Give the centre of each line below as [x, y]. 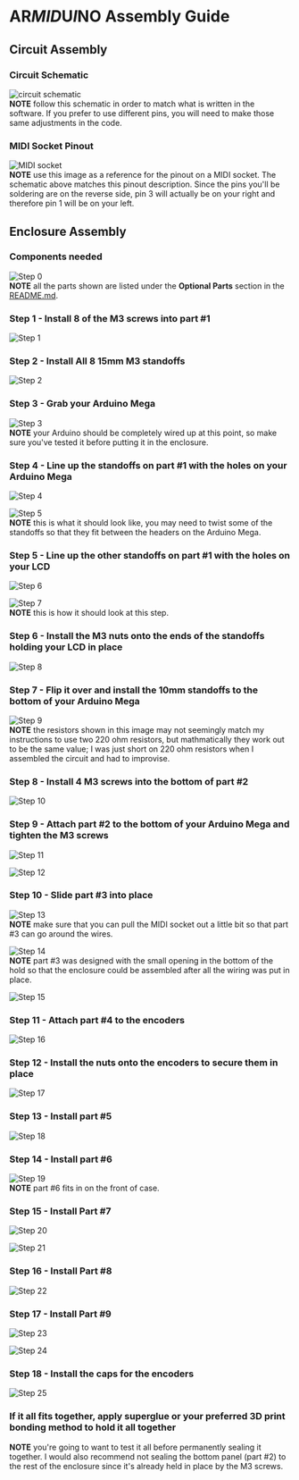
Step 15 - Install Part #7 [60, 1211]
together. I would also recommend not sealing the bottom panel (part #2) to [148, 1456]
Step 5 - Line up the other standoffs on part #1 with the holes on [149, 555]
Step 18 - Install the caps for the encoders [102, 1374]
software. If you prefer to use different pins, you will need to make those [142, 113]
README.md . [34, 295]
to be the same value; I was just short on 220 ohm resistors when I [132, 749]
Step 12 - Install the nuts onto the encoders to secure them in [144, 1063]
